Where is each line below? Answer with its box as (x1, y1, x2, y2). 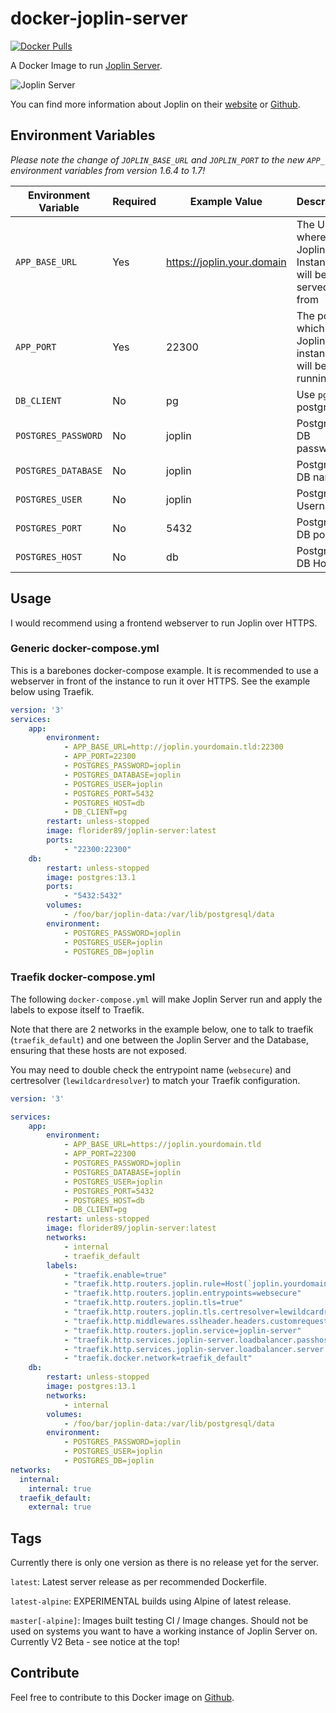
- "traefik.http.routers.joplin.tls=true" (63, 1298, 244, 1308)
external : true (28, 1502, 92, 1512)
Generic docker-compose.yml (10, 642, 160, 656)
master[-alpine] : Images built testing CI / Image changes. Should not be (10, 1615, 309, 1627)
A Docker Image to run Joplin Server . (10, 59, 163, 71)
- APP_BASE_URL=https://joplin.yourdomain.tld (63, 1140, 262, 1150)
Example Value (189, 194, 263, 208)
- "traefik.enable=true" (63, 1270, 168, 1280)
